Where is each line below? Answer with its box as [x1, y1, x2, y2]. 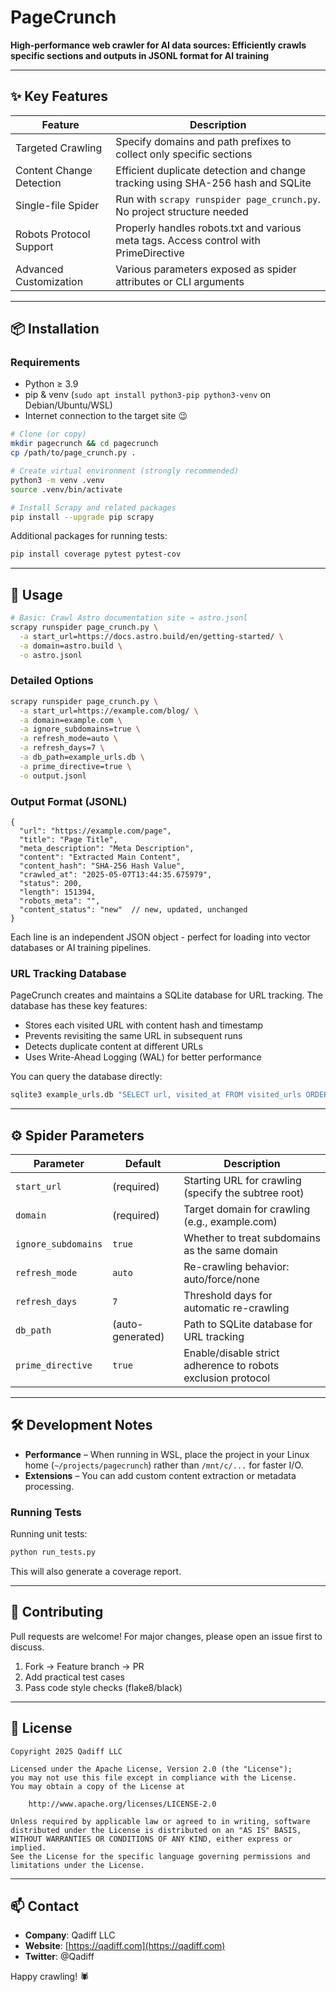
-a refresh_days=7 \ [19, 743, 105, 753]
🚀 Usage [10, 586, 63, 603]
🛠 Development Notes [10, 1417, 153, 1434]
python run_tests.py [10, 1547, 97, 1558]
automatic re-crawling [183, 1301, 290, 1315]
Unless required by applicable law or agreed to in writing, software [10, 1816, 311, 1826]
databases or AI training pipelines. [10, 941, 152, 953]
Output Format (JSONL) [10, 794, 128, 808]
